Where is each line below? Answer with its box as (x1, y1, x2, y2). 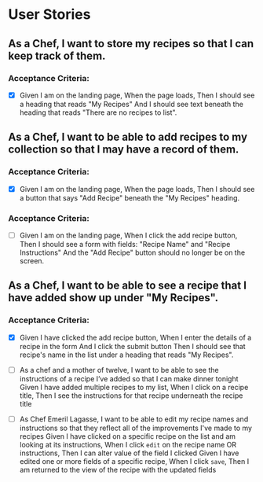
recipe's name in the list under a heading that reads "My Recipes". (19, 350, 234, 359)
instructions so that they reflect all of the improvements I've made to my (19, 423, 253, 432)
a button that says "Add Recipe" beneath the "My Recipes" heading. (19, 193, 240, 202)
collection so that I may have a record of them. (8, 143, 239, 156)
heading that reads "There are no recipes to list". (19, 108, 177, 117)
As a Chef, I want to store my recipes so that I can (8, 37, 254, 50)
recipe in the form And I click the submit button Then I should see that (19, 341, 246, 351)
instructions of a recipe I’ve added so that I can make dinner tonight (19, 373, 239, 383)
